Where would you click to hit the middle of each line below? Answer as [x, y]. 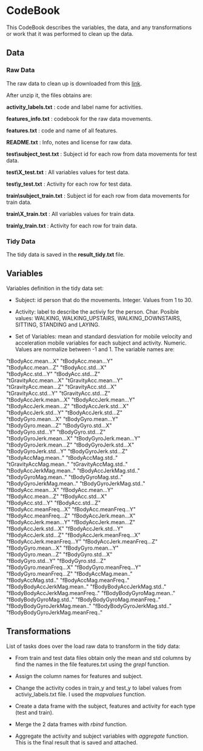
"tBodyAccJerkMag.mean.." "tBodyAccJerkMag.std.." [73, 470]
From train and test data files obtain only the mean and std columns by [103, 658]
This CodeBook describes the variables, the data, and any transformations [99, 27]
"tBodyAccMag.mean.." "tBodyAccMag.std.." [62, 457]
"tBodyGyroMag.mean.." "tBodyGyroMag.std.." [65, 477]
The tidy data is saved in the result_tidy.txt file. [66, 254]
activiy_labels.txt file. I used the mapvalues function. [81, 694]
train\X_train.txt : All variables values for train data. [71, 214]
